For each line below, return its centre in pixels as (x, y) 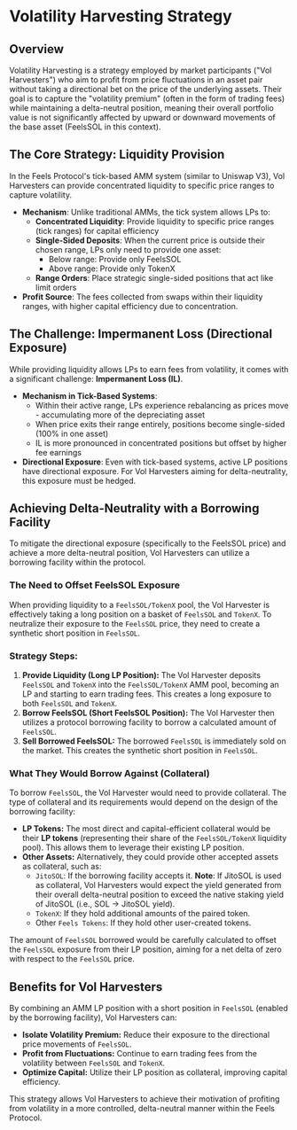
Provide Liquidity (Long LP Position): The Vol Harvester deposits (141, 675)
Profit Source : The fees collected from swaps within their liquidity (142, 296)
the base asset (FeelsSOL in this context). (85, 127)
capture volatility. (41, 195)
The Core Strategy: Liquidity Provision (117, 155)
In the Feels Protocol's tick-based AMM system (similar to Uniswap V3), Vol (147, 175)
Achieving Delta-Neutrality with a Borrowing (134, 508)
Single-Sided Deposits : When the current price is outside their (150, 240)
